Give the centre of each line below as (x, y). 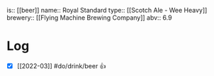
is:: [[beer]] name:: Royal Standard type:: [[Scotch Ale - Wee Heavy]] (107, 10)
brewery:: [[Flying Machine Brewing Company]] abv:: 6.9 (89, 18)
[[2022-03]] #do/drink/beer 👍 (61, 65)
